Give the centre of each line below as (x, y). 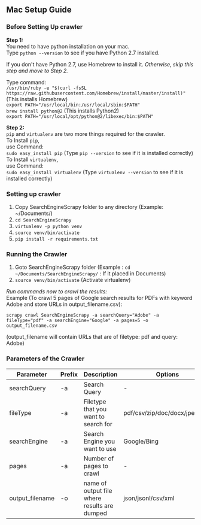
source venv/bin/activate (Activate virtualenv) (73, 280)
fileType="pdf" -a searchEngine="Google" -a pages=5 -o (77, 321)
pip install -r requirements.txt (57, 239)
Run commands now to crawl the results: (57, 292)
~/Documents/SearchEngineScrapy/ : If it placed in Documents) (90, 274)
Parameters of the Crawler (45, 359)
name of (95, 483)
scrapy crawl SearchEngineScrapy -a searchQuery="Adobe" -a (83, 315)
